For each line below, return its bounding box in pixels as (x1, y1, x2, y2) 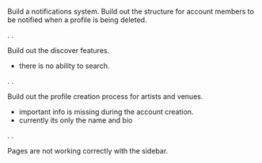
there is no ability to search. (18, 61, 110, 70)
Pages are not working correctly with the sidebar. (7, 146, 169, 155)
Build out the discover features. (7, 46, 110, 55)
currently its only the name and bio (18, 116, 133, 125)
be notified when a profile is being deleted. (7, 15, 147, 25)
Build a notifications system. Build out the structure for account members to (7, 7, 255, 16)
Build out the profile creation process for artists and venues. (7, 92, 203, 101)
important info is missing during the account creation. (18, 107, 194, 116)
